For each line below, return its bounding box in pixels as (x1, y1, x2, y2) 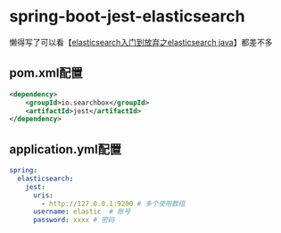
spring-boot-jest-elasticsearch (9, 6, 245, 27)
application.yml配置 (9, 141, 122, 157)
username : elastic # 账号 (32, 207, 131, 216)
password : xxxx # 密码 (32, 216, 115, 225)
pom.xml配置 (9, 65, 83, 81)
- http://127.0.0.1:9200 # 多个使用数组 (41, 199, 186, 208)
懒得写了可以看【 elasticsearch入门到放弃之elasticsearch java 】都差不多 (9, 37, 273, 47)
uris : (32, 190, 54, 200)
